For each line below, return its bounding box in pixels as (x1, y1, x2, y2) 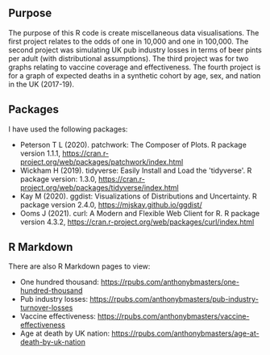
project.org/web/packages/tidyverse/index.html (19, 182, 179, 192)
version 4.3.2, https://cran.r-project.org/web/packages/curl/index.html (19, 217, 255, 227)
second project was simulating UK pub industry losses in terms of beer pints (8, 44, 262, 55)
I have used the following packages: (8, 124, 128, 134)
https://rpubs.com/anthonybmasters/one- (100, 278, 240, 287)
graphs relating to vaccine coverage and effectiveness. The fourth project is (8, 62, 261, 72)
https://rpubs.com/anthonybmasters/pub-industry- (89, 294, 260, 304)
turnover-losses (19, 303, 73, 313)
